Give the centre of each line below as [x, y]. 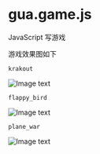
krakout [21, 68]
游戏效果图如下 [32, 53]
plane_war [24, 126]
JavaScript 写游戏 [37, 37]
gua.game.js [50, 15]
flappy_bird [28, 97]
